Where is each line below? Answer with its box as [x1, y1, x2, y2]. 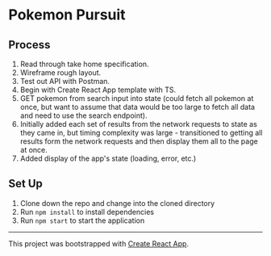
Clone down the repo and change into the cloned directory [19, 198, 215, 208]
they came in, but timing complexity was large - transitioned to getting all [19, 128, 263, 137]
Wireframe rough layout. [19, 68, 102, 78]
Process [8, 38, 51, 52]
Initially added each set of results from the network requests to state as [19, 120, 258, 128]
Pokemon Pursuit [8, 6, 127, 24]
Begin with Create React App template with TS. [19, 85, 177, 94]
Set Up [8, 177, 43, 191]
